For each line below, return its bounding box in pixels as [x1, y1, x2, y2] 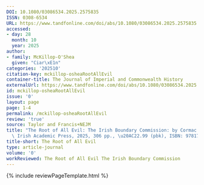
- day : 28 [6, 32, 32, 38]
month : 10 [12, 37, 36, 43]
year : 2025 [12, 43, 39, 49]
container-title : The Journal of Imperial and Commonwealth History [6, 76, 183, 82]
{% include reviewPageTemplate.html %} [6, 172, 109, 180]
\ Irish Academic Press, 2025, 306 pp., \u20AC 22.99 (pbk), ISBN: [12, 133, 183, 140]
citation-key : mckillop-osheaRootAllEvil [6, 71, 113, 77]
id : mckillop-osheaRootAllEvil [6, 88, 86, 94]
